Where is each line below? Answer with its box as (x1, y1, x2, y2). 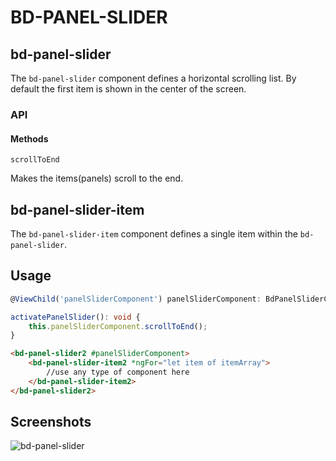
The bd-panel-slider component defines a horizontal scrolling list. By (10, 72, 297, 84)
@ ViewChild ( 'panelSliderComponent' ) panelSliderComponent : (10, 294, 262, 304)
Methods (10, 132, 49, 145)
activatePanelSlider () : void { (10, 312, 141, 322)
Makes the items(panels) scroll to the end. (10, 172, 184, 185)
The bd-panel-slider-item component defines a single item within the (10, 227, 298, 240)
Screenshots (10, 414, 92, 431)
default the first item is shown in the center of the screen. (10, 83, 247, 95)
